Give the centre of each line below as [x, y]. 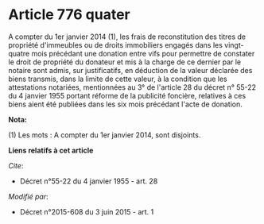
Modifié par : [29, 196]
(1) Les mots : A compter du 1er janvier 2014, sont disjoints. [105, 135]
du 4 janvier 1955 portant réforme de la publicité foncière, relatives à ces [127, 95]
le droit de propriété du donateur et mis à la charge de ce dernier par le [125, 62]
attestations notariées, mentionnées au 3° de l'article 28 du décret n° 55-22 [132, 87]
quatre [19, 53]
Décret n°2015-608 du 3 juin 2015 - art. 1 [87, 211]
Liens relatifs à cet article [51, 150]
